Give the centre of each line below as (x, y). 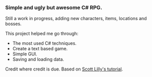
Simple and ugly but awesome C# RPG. (54, 8)
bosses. (13, 24)
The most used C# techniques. (45, 43)
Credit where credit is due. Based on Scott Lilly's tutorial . (64, 69)
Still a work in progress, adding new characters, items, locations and (76, 19)
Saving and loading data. (38, 59)
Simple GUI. (25, 54)
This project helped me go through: (42, 34)
